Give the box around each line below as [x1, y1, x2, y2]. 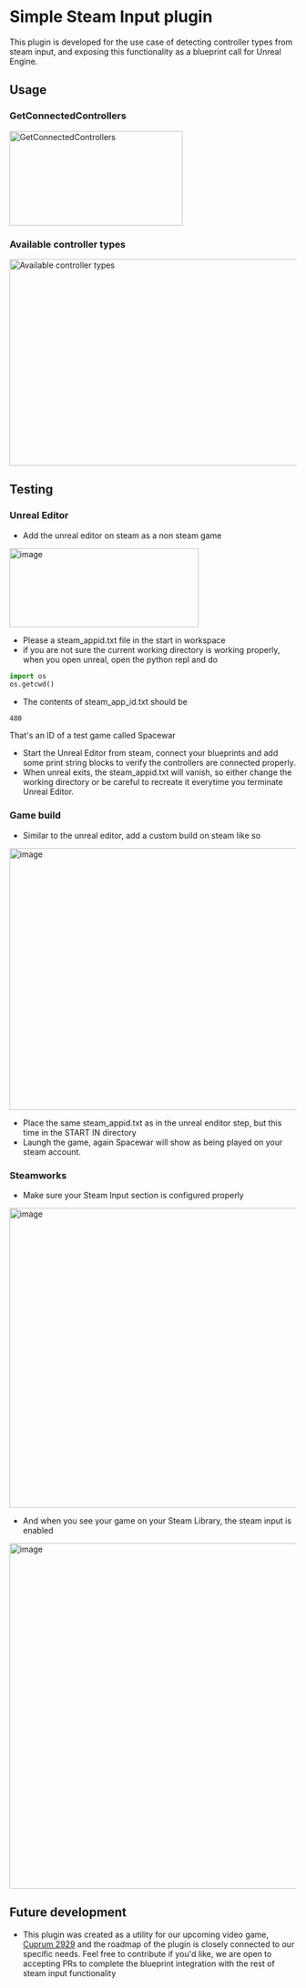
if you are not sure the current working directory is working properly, [22, 644, 280, 655]
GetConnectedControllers [9, 109, 127, 122]
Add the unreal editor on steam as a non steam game [22, 530, 222, 541]
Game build [9, 809, 62, 821]
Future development [9, 1905, 127, 1921]
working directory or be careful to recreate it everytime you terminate [22, 777, 284, 788]
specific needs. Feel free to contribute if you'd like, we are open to [22, 1948, 272, 1959]
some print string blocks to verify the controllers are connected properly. [22, 758, 296, 769]
